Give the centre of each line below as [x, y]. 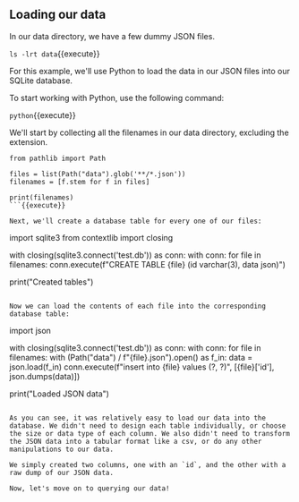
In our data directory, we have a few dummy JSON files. [112, 36]
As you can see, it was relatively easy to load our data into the [138, 418]
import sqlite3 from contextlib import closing [91, 237]
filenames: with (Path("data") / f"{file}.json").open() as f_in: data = [131, 357]
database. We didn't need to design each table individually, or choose [148, 425]
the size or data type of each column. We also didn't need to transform [150, 433]
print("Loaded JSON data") [60, 394]
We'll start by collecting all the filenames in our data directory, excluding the [149, 132]
